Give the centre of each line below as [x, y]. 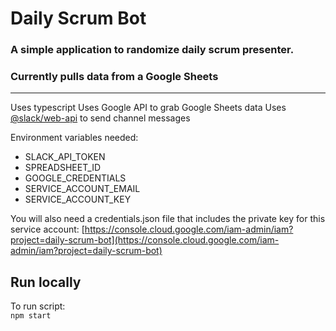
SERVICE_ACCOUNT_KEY [78, 199]
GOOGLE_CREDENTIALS [75, 178]
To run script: [38, 306]
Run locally [46, 282]
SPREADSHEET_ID [63, 168]
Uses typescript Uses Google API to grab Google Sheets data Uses [148, 108]
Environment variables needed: [74, 138]
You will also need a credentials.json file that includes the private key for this [168, 219]
